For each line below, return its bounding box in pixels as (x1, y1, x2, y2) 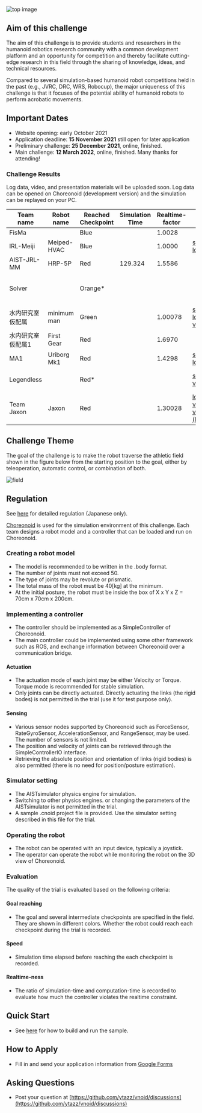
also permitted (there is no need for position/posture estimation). (14, 761, 176, 769)
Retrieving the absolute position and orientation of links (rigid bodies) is (14, 755, 192, 762)
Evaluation (6, 872, 38, 881)
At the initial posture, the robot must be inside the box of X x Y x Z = (14, 588, 183, 596)
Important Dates (6, 113, 69, 124)
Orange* (79, 284, 105, 292)
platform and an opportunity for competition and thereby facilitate (6, 52, 169, 59)
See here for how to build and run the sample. (14, 1027, 129, 1034)
